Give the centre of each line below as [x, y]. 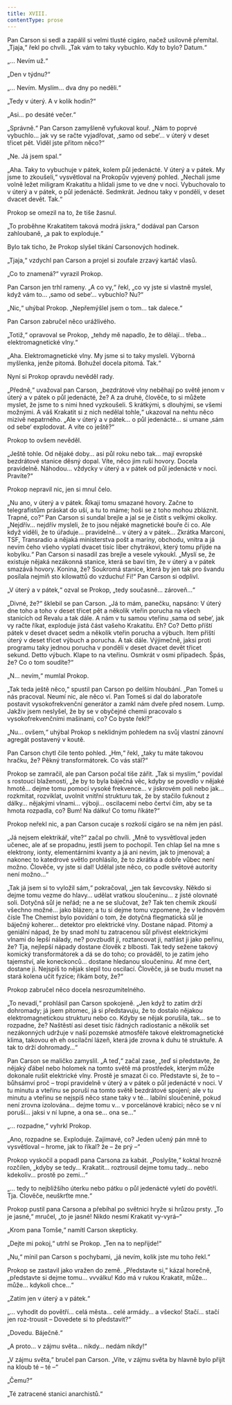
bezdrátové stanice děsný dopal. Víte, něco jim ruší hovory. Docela [102, 461]
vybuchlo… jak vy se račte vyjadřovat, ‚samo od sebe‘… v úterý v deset [108, 135]
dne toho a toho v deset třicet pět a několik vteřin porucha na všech [104, 611]
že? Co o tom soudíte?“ [41, 662]
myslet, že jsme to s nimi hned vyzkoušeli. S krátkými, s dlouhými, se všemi [115, 405]
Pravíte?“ [20, 475]
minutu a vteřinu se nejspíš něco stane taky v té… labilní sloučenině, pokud [114, 1098]
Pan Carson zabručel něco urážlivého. [62, 321]
